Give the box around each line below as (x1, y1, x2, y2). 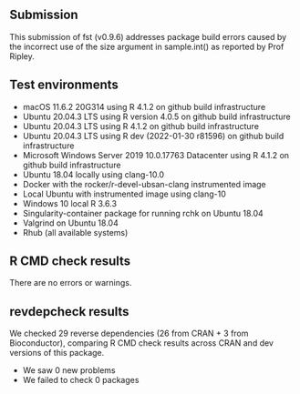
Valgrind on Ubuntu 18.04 (22, 217, 119, 228)
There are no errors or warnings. (9, 278, 132, 288)
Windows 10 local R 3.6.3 (22, 197, 117, 208)
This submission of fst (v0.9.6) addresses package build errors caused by (9, 31, 287, 42)
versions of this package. (9, 348, 105, 359)
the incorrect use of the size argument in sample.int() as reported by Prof (9, 41, 284, 52)
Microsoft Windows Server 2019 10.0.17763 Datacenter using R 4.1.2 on (22, 149, 290, 160)
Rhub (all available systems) (22, 227, 129, 237)
